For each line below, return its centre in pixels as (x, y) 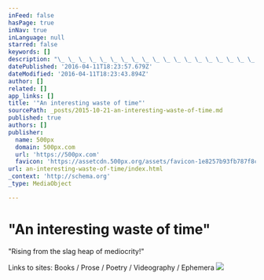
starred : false (33, 45)
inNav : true (27, 30)
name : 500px (35, 140)
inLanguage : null (37, 37)
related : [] (27, 88)
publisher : (26, 132)
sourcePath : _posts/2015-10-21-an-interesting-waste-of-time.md (115, 111)
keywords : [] (29, 52)
